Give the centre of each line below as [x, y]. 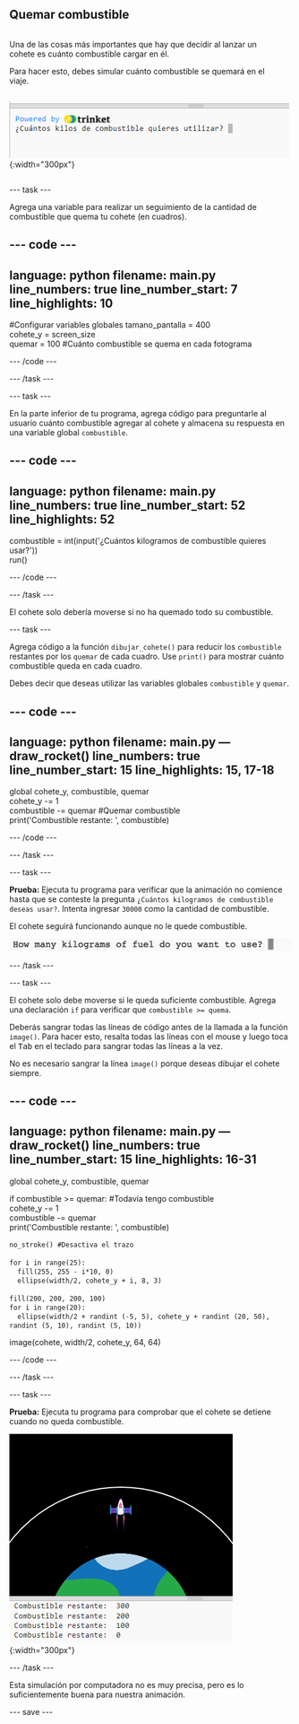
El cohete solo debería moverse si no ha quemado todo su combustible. [141, 612]
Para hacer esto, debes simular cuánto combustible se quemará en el [137, 71]
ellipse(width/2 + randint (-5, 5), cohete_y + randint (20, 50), [144, 1317]
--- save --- [31, 1711]
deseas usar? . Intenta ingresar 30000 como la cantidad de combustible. [139, 909]
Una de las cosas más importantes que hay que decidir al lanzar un [133, 44]
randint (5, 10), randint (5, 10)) [76, 1326]
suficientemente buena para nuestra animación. [98, 1694]
